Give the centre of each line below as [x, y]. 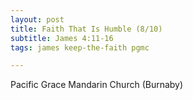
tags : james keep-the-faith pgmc [80, 47]
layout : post [37, 19]
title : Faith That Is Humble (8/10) [86, 29]
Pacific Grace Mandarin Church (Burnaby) [97, 85]
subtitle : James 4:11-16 [62, 38]
